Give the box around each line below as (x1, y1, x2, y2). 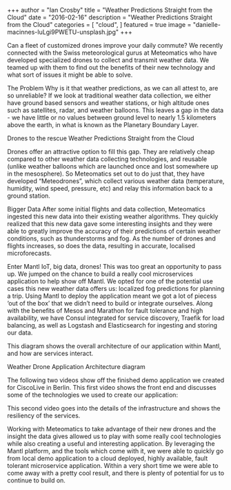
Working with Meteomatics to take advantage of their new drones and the (7, 425, 217, 433)
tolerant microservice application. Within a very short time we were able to (7, 462, 219, 469)
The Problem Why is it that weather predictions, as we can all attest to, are (7, 84, 219, 92)
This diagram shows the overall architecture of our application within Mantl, (7, 342, 222, 350)
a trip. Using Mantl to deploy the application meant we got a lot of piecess (7, 292, 217, 300)
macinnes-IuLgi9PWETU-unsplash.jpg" (7, 28, 119, 36)
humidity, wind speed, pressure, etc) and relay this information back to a (7, 185, 213, 192)
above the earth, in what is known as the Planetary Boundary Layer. (7, 121, 199, 129)
